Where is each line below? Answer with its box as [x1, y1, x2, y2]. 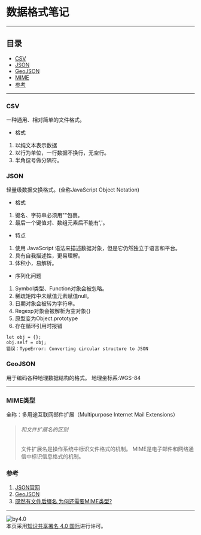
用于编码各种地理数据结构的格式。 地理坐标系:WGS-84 [6, 374, 141, 381]
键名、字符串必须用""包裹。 [14, 212, 83, 219]
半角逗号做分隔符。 [14, 157, 63, 164]
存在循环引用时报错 [14, 323, 63, 330]
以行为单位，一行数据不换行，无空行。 [14, 149, 109, 156]
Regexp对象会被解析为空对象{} [14, 308, 91, 315]
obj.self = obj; [6, 339, 47, 346]
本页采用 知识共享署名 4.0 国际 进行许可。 [6, 522, 106, 530]
